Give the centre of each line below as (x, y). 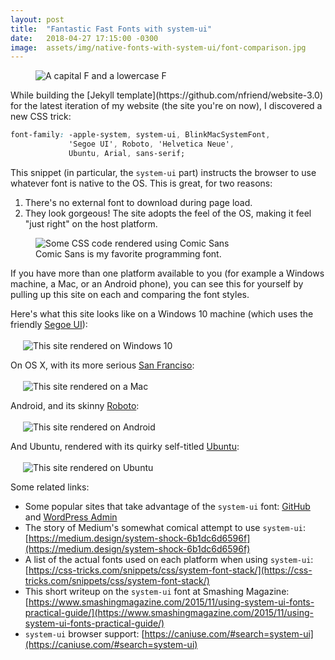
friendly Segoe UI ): (49, 324)
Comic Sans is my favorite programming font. (128, 253)
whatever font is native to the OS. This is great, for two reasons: (141, 183)
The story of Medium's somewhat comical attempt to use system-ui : (165, 527)
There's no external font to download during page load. (138, 202)
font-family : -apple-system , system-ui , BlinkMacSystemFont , (140, 135)
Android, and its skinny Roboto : (75, 405)
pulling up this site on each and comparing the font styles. (130, 294)
